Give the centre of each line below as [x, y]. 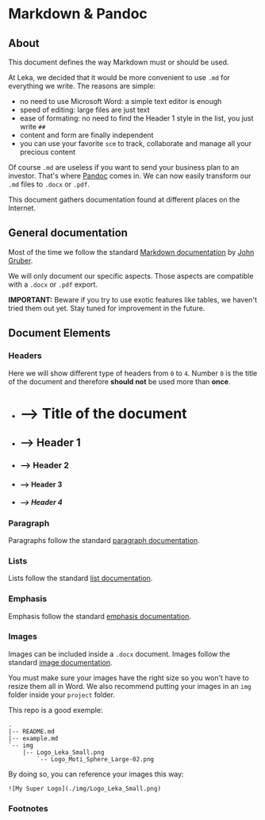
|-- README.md [32, 731]
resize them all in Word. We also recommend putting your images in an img [130, 686]
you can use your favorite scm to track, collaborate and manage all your [136, 143]
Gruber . [21, 260]
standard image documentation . [60, 662]
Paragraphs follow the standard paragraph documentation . [104, 540]
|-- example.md [33, 738]
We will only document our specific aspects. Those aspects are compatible [131, 275]
